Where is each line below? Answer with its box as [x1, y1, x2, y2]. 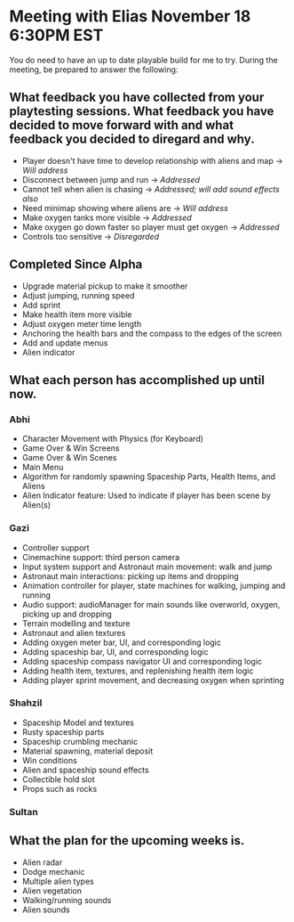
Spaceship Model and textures [21, 717, 135, 728]
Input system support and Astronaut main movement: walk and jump [21, 561, 273, 572]
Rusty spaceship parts [21, 726, 105, 737]
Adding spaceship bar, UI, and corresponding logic [21, 646, 209, 657]
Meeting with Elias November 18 [9, 6, 251, 27]
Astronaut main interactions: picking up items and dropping [21, 570, 240, 581]
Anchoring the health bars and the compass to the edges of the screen [21, 328, 282, 339]
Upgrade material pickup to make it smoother [21, 281, 188, 291]
